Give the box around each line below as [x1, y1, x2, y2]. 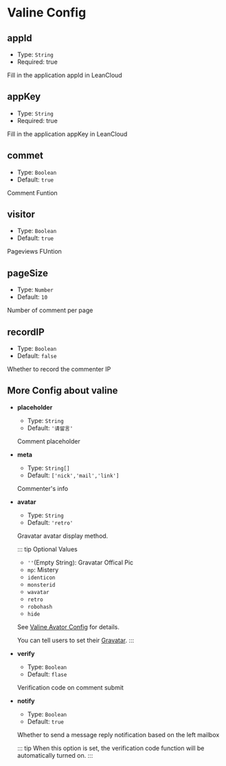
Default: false [16, 352, 57, 360]
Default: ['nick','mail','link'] [27, 471, 120, 479]
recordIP [7, 326, 45, 338]
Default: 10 [16, 293, 48, 301]
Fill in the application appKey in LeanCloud [7, 129, 128, 138]
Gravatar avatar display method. [16, 532, 109, 540]
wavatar [27, 589, 49, 595]
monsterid [27, 581, 56, 589]
